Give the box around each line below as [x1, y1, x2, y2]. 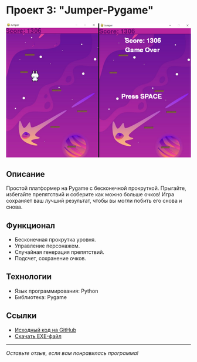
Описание [6, 169, 45, 179]
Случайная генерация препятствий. [14, 248, 104, 256]
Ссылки [6, 311, 37, 321]
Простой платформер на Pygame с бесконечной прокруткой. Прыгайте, [6, 185, 186, 192]
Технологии [6, 271, 52, 282]
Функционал [6, 220, 56, 230]
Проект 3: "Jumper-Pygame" [6, 4, 154, 17]
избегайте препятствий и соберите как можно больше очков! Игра [6, 191, 175, 198]
